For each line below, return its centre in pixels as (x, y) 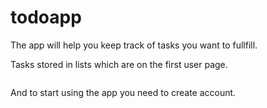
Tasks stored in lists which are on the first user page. (119, 64)
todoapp (46, 17)
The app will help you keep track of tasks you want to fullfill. (134, 45)
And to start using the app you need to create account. (123, 92)
